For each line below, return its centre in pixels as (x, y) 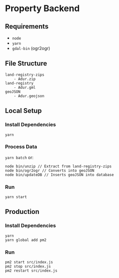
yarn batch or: (19, 157)
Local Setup (24, 111)
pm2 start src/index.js (29, 262)
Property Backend (42, 8)
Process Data (21, 147)
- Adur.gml (25, 87)
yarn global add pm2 (26, 240)
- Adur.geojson (29, 96)
